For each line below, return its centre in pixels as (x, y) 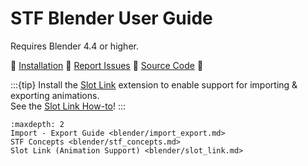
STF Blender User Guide (111, 18)
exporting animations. (55, 95)
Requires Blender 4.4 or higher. (74, 46)
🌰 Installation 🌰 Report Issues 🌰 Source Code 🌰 (107, 65)
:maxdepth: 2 (37, 124)
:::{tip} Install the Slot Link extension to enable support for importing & (154, 84)
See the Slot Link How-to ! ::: (68, 106)
